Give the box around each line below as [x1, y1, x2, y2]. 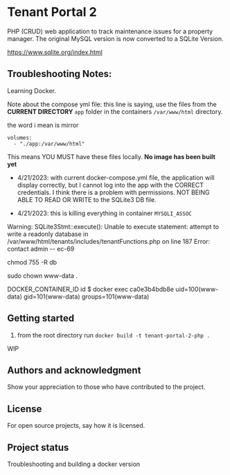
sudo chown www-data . [7, 272, 78, 280]
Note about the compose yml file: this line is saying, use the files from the [7, 100, 217, 108]
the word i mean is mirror [7, 121, 79, 129]
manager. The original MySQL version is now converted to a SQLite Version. [7, 34, 224, 42]
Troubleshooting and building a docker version [7, 460, 141, 468]
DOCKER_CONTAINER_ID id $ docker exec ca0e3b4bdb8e [7, 285, 175, 293]
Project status [7, 442, 69, 453]
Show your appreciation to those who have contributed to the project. [7, 383, 206, 391]
